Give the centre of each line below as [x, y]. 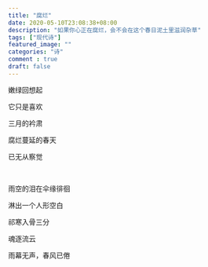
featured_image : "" [40, 45]
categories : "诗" [36, 52]
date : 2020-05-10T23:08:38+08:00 [63, 23]
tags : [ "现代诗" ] [35, 37]
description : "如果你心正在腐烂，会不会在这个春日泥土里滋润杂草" [105, 30]
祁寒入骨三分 [29, 221]
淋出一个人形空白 [36, 205]
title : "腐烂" [30, 15]
